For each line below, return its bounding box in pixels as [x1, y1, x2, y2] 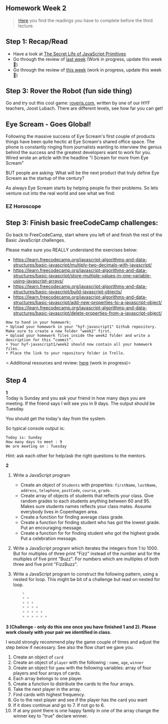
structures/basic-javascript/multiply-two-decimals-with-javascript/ [13, 262, 152, 268]
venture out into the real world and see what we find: [6, 190, 115, 196]
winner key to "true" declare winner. [13, 713, 88, 719]
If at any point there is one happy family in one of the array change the [13, 707, 159, 714]
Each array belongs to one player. [13, 676, 83, 682]
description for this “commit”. [6, 337, 73, 342]
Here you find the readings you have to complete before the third [18, 17, 153, 23]
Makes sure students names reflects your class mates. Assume [20, 503, 152, 509]
